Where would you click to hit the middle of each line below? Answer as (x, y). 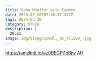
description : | (21, 29)
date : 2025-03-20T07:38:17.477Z (39, 15)
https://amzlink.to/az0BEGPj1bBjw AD (44, 53)
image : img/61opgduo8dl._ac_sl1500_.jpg (49, 39)
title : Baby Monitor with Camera (40, 10)
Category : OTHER (22, 24)
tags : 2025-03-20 (23, 19)
